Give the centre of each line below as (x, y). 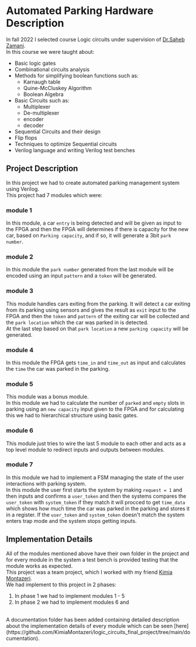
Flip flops (26, 137)
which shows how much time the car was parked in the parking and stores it (98, 508)
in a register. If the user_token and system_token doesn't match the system (95, 514)
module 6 (20, 431)
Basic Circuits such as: (42, 100)
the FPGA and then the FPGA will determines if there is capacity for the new (97, 229)
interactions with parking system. (46, 483)
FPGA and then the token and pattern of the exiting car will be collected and (98, 316)
